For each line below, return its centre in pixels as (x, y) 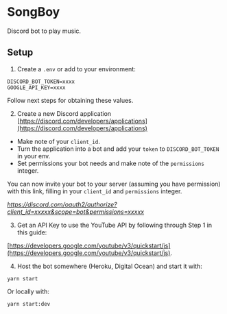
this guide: (32, 232)
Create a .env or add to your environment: (76, 69)
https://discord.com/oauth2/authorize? (62, 204)
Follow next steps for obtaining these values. (70, 100)
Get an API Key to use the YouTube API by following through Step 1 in (115, 225)
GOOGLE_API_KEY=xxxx (37, 87)
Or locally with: (28, 291)
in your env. (34, 156)
